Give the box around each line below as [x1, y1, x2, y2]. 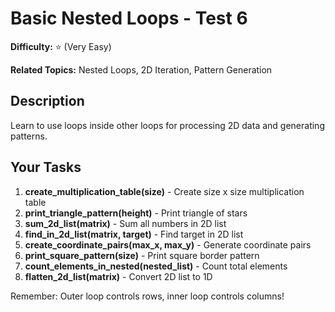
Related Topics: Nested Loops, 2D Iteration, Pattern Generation [10, 63, 273, 76]
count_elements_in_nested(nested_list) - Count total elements [24, 260, 288, 272]
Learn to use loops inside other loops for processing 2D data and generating [10, 119, 325, 131]
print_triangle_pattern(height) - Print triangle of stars [24, 207, 248, 219]
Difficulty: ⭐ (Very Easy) [10, 40, 112, 52]
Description [10, 93, 85, 110]
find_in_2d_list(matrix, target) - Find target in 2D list [24, 228, 244, 240]
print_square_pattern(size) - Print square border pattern [24, 249, 260, 261]
